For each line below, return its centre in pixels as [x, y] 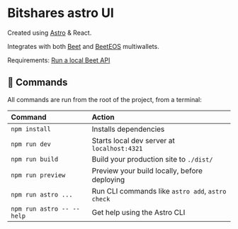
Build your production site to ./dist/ [152, 159]
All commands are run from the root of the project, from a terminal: [104, 99]
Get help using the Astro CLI [138, 212]
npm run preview [38, 175]
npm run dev [31, 144]
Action [103, 117]
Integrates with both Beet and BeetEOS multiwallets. [83, 46]
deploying [108, 179]
